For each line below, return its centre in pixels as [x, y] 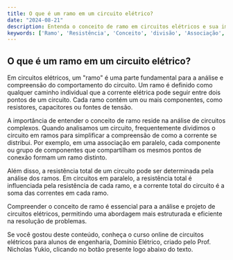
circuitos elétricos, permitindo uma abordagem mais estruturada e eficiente [115, 214]
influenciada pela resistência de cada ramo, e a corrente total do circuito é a [116, 186]
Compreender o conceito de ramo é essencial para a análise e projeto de [111, 207]
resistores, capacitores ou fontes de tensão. [70, 107]
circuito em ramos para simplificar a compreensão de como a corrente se [112, 135]
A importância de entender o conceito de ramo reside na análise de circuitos [116, 121]
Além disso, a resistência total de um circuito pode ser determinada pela [110, 171]
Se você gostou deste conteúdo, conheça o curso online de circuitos [106, 235]
